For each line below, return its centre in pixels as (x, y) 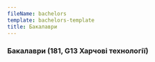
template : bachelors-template (51, 20)
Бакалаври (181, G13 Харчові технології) (78, 51)
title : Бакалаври (32, 26)
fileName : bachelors (37, 14)
